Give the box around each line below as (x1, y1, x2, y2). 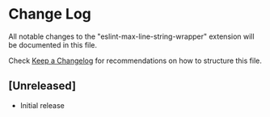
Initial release (19, 100, 65, 110)
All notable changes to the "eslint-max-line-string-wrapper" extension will (8, 31, 255, 41)
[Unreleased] (8, 79, 77, 93)
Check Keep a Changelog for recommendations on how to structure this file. (8, 56, 263, 65)
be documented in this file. (8, 40, 98, 49)
